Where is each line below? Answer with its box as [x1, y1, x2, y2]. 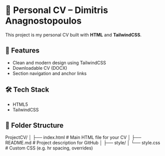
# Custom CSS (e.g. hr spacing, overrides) [5, 145, 93, 151]
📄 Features [5, 46, 40, 55]
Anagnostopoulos [5, 15, 82, 27]
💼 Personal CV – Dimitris [5, 5, 108, 16]
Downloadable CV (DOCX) [12, 65, 67, 71]
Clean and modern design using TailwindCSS [12, 60, 107, 66]
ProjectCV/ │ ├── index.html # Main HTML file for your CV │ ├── [5, 134, 142, 140]
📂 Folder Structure [5, 121, 64, 129]
